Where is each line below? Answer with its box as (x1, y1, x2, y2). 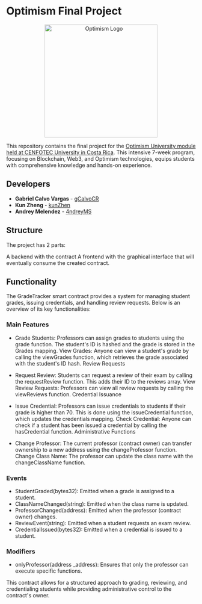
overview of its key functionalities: (6, 305, 91, 313)
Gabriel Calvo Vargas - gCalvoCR (14, 195, 99, 202)
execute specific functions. (14, 567, 82, 574)
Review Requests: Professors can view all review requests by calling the (14, 384, 194, 391)
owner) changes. (14, 513, 57, 520)
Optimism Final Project (6, 4, 122, 18)
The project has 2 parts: (6, 241, 66, 248)
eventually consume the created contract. (6, 259, 110, 266)
